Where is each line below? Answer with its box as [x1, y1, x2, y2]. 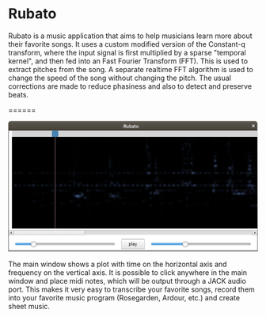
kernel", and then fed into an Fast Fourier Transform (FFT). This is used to [8, 56, 248, 66]
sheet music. [8, 301, 50, 311]
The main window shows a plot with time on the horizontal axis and [8, 259, 227, 269]
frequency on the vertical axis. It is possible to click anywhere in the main [8, 267, 248, 277]
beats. [8, 90, 29, 99]
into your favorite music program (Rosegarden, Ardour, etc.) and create [8, 292, 240, 302]
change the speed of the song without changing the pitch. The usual [8, 73, 232, 82]
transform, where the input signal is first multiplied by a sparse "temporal [8, 48, 247, 57]
